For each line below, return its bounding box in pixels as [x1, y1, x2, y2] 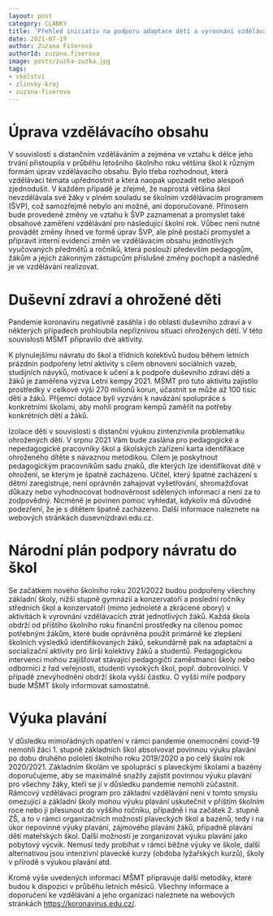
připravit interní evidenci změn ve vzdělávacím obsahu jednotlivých [8, 236, 234, 246]
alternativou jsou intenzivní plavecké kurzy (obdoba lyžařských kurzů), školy [8, 848, 265, 858]
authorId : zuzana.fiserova [8, 50, 100, 58]
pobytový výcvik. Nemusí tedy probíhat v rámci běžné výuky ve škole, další [8, 840, 260, 850]
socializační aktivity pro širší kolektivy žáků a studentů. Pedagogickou [8, 646, 242, 656]
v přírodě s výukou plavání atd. [8, 857, 112, 867]
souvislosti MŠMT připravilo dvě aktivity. [8, 334, 145, 344]
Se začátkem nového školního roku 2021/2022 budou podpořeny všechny [8, 586, 256, 595]
